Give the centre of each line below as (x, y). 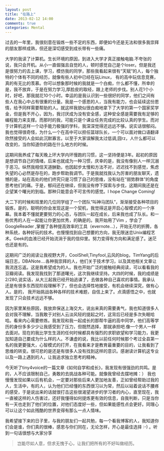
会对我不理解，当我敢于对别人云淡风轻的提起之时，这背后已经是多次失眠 (78, 315)
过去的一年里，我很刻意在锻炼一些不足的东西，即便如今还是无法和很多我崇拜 (82, 43)
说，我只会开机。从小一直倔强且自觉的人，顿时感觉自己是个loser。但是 (76, 65)
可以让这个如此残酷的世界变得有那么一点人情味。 (54, 410)
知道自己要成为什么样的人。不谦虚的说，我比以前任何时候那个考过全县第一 (84, 339)
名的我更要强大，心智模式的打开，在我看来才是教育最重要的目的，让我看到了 (82, 345)
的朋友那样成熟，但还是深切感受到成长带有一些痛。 (56, 48)
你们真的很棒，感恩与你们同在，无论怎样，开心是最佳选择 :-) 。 (90, 427)
